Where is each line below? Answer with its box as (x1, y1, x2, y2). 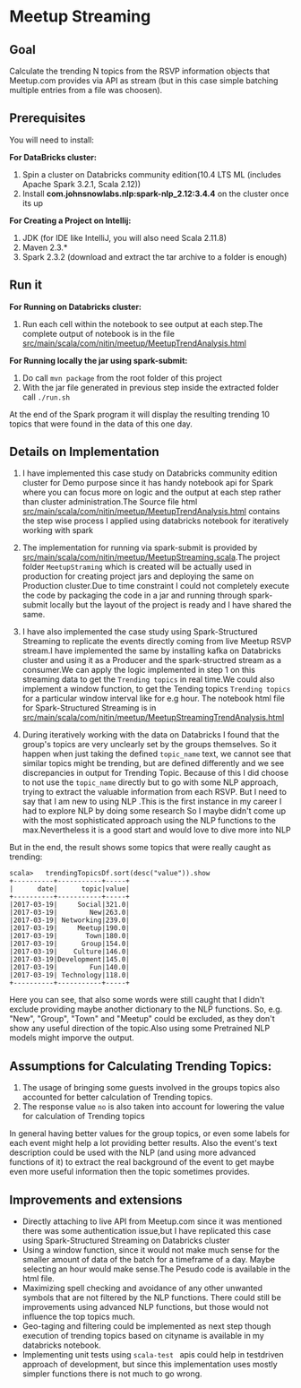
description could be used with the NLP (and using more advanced (9, 1147, 257, 1158)
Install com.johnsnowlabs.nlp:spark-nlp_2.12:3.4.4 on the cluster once (21, 188, 289, 199)
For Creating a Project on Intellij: (9, 215, 132, 226)
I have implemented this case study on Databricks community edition (21, 468, 278, 478)
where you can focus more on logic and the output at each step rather (21, 487, 282, 498)
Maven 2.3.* (21, 242, 68, 253)
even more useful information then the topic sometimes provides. (9, 1167, 251, 1177)
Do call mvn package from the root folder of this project (21, 372, 222, 383)
